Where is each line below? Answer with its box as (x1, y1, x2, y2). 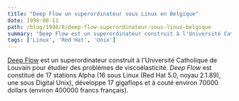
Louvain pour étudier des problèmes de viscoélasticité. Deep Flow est (7, 64, 212, 72)
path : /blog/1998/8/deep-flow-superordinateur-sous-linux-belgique (7, 23, 212, 30)
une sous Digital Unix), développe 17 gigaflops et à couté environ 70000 (7, 78, 219, 87)
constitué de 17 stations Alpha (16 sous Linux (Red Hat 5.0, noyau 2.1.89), (7, 71, 221, 80)
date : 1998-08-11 (7, 17, 59, 24)
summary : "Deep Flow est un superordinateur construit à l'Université (7, 30, 221, 37)
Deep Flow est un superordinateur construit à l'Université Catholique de (7, 56, 218, 64)
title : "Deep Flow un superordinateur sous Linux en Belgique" (7, 10, 199, 18)
